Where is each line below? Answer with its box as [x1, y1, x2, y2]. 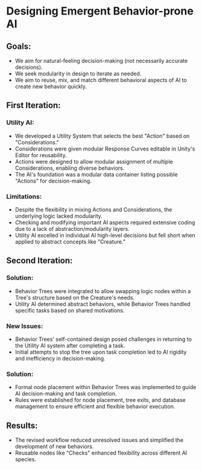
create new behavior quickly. [14, 83, 87, 90]
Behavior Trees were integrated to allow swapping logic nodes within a [14, 287, 191, 294]
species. [14, 456, 36, 463]
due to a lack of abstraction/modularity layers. [14, 225, 130, 232]
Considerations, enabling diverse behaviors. [14, 164, 125, 172]
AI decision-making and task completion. [14, 390, 117, 397]
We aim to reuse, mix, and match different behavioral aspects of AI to [14, 77, 187, 83]
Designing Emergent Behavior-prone [6, 4, 194, 18]
